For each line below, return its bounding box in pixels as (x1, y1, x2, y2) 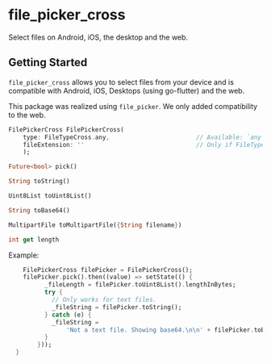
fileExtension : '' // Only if (23, 140, 232, 149)
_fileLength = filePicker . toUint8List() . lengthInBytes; (44, 281, 236, 289)
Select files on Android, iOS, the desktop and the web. (8, 32, 188, 42)
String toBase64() (8, 206, 70, 215)
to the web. (8, 110, 46, 119)
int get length (8, 236, 60, 244)
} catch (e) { (44, 311, 92, 319)
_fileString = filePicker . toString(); (51, 303, 182, 312)
